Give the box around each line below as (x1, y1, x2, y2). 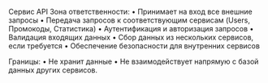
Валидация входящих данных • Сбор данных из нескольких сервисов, (8, 32, 254, 42)
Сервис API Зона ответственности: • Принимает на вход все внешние (8, 7, 253, 16)
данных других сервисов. (8, 65, 97, 75)
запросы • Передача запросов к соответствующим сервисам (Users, (8, 15, 250, 25)
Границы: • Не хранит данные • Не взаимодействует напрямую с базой (8, 56, 259, 66)
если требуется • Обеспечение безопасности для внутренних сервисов (8, 41, 260, 51)
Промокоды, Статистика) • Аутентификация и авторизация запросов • (8, 24, 254, 33)
